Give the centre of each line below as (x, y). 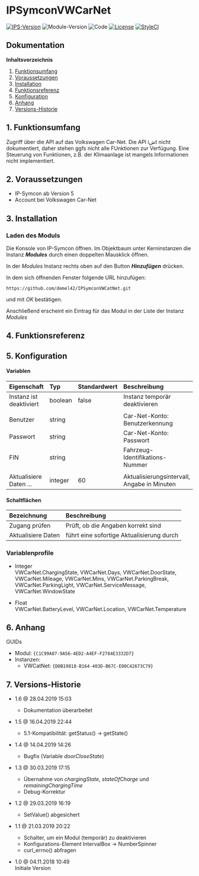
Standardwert (98, 387)
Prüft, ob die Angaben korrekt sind (113, 526)
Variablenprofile (30, 553)
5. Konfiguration (37, 356)
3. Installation (32, 218)
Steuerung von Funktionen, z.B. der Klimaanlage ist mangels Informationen (97, 154)
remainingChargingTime (53, 785)
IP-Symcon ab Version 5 (44, 194)
